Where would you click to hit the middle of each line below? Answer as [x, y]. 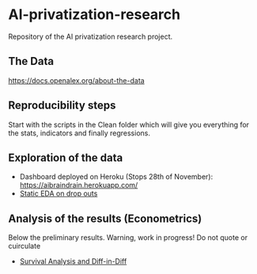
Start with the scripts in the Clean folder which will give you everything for [129, 124]
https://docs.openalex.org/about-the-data [76, 80]
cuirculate [25, 246]
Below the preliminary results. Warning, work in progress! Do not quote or [128, 238]
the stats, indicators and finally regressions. [79, 133]
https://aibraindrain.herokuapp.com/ [79, 185]
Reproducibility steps [62, 106]
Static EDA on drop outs [59, 194]
